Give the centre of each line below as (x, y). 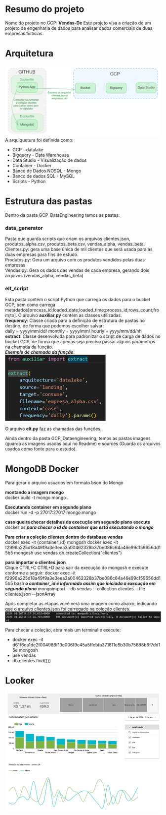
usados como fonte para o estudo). (41, 449)
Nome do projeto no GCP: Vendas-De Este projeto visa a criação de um (78, 23)
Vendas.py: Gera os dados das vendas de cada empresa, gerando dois (77, 270)
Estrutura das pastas (49, 201)
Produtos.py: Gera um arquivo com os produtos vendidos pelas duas (75, 260)
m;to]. (11, 315)
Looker (20, 680)
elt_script (17, 289)
